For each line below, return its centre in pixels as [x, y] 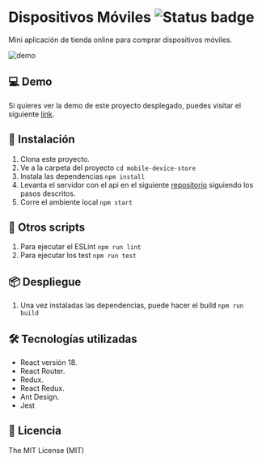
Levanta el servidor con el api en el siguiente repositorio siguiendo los [137, 184]
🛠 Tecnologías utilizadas [73, 339]
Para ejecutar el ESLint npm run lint [80, 247]
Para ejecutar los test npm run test [78, 256]
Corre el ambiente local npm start [76, 201]
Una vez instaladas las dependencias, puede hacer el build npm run [132, 305]
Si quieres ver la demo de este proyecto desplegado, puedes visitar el [125, 105]
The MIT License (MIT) [46, 450]
